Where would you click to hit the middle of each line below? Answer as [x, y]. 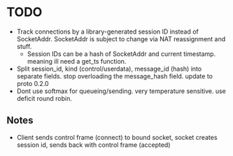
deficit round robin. [44, 98]
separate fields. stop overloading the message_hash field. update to [115, 76]
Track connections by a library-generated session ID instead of [107, 31]
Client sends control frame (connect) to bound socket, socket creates [117, 137]
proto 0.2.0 [33, 83]
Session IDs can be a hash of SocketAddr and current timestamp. [121, 54]
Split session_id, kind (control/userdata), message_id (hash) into [109, 69]
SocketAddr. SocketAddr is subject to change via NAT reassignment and [121, 38]
